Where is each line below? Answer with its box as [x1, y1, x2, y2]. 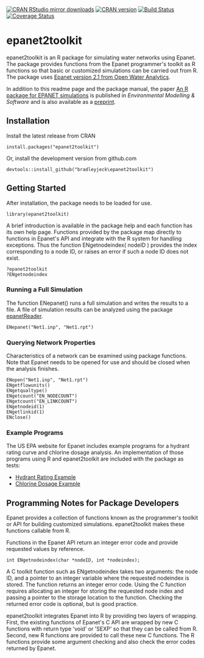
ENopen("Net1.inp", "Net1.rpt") [6, 377, 88, 383]
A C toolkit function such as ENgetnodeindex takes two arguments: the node [6, 568, 199, 576]
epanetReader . [6, 312, 43, 320]
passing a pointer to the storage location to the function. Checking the [6, 594, 183, 601]
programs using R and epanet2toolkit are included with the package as [6, 455, 184, 462]
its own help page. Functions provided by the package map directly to [6, 228, 181, 235]
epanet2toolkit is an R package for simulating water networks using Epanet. [6, 54, 196, 61]
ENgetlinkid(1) [6, 409, 45, 415]
